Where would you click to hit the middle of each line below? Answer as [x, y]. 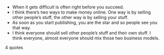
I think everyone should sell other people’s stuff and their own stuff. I [82, 33]
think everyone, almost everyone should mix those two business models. [86, 38]
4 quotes [14, 47]
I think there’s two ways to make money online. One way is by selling [82, 12]
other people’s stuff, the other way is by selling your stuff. [70, 17]
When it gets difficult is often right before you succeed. [68, 7]
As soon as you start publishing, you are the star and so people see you [85, 22]
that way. [21, 28]
